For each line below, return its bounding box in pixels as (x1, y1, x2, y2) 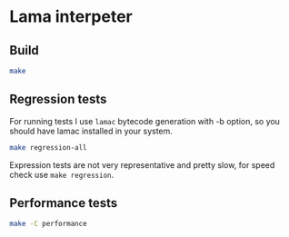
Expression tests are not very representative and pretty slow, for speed (9, 159, 275, 170)
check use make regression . (9, 169, 115, 180)
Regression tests (9, 92, 107, 107)
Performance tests (9, 195, 118, 211)
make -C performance (9, 220, 88, 229)
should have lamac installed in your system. (9, 125, 173, 136)
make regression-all (9, 143, 88, 152)
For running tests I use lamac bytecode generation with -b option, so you (9, 115, 280, 126)
